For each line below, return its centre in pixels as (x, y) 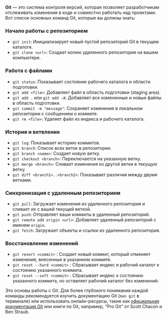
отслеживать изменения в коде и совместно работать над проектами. (81, 13)
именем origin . (29, 225)
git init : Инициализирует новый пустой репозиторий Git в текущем (85, 42)
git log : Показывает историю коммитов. (56, 143)
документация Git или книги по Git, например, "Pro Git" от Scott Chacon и (84, 306)
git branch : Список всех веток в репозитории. (62, 148)
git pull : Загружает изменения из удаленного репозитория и (78, 204)
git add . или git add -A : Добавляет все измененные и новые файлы (87, 98)
